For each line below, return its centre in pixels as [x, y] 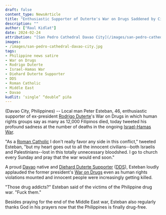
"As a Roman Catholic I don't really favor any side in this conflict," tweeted [81, 142]
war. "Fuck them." [23, 192]
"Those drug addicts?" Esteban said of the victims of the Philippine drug [79, 187]
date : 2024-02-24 [23, 33]
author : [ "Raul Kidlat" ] [31, 28]
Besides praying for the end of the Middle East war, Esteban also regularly [81, 202]
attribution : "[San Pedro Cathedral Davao [49, 38]
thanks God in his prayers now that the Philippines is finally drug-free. [76, 207]
